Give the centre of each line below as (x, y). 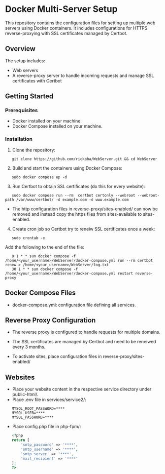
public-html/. (25, 395)
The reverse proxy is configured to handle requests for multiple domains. (86, 332)
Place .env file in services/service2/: (49, 400)
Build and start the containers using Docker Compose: (67, 168)
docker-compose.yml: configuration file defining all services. (74, 305)
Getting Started (29, 97)
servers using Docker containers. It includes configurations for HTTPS (76, 28)
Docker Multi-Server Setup (61, 9)
